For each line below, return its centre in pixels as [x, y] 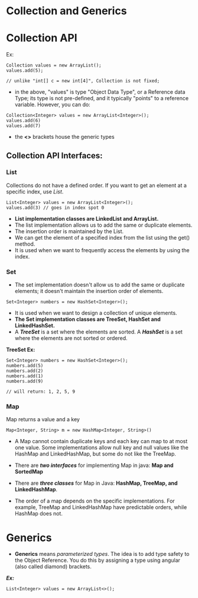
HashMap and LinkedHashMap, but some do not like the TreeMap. [95, 454]
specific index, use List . [35, 192]
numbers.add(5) [25, 366]
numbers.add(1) [25, 376]
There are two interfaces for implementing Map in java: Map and [94, 465]
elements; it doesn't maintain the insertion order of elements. [89, 291]
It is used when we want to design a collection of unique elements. [96, 313]
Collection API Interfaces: [54, 155]
